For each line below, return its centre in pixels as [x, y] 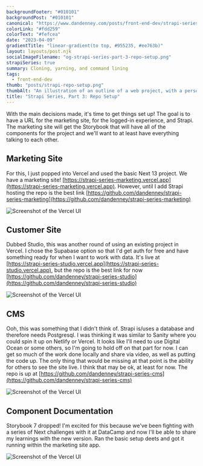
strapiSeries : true [31, 62]
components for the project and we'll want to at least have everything [93, 133]
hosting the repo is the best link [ [47, 192]
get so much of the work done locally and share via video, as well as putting [101, 354]
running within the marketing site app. [53, 445]
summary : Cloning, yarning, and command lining [67, 68]
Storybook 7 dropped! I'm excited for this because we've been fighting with [100, 426]
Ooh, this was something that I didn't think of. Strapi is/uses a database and [100, 329]
